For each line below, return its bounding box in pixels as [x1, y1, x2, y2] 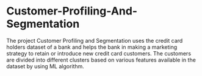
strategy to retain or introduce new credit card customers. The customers [6, 49, 191, 57]
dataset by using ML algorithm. [6, 62, 84, 70]
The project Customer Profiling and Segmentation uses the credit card [6, 37, 183, 44]
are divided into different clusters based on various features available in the [6, 56, 197, 63]
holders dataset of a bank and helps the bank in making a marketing [6, 43, 178, 51]
